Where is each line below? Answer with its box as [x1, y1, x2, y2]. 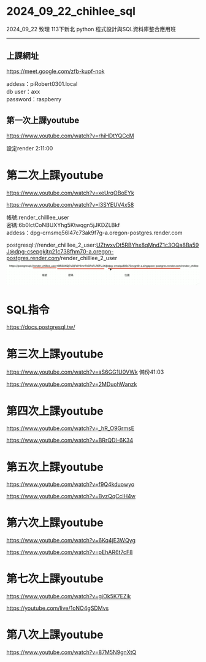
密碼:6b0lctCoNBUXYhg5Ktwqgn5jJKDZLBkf [6, 221, 120, 228]
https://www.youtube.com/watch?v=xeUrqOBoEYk [6, 189, 135, 196]
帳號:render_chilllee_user [6, 214, 69, 221]
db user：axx [6, 88, 40, 95]
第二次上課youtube [6, 168, 104, 182]
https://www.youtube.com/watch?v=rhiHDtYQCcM [6, 132, 134, 139]
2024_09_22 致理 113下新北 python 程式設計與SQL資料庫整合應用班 [6, 25, 177, 33]
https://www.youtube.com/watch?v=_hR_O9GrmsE [6, 425, 135, 432]
